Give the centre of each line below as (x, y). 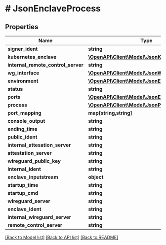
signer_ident (23, 49)
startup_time (23, 185)
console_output (26, 121)
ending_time (22, 129)
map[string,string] (110, 113)
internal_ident (24, 169)
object (96, 177)
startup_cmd (23, 193)
